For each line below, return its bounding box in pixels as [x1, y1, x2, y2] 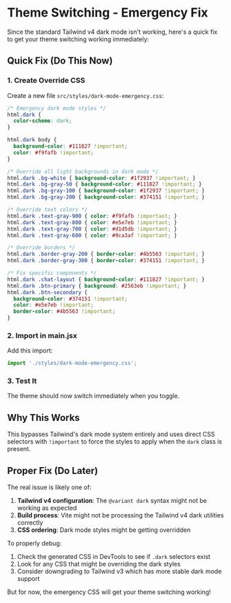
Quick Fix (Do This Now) [7, 55, 113, 67]
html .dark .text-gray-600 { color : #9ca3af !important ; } [7, 232, 177, 239]
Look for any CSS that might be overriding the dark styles [17, 560, 181, 569]
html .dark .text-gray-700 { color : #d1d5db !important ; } [7, 226, 177, 233]
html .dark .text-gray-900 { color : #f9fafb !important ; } [7, 212, 177, 219]
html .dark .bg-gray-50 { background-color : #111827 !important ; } [7, 181, 202, 188]
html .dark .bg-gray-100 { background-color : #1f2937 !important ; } [7, 188, 205, 195]
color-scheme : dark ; [13, 117, 72, 125]
